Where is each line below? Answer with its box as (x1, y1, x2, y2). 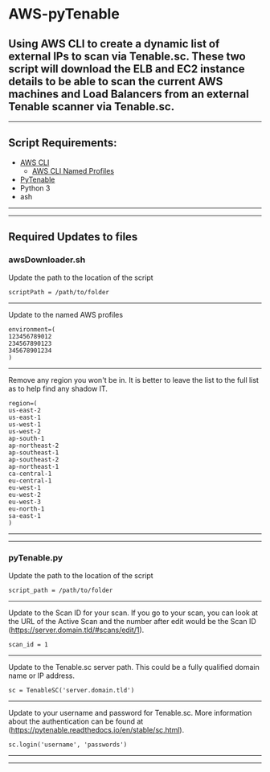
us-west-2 (8, 427, 42, 435)
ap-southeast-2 (8, 455, 59, 463)
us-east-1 (8, 413, 42, 421)
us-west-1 (8, 420, 42, 429)
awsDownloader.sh (8, 254, 86, 265)
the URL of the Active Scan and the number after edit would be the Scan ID (8, 616, 257, 626)
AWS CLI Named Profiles (31, 166, 115, 175)
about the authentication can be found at (8, 717, 144, 726)
